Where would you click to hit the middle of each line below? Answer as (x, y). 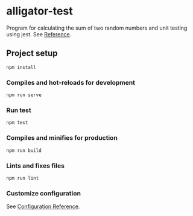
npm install (21, 67)
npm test (17, 123)
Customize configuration (44, 193)
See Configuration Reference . (43, 206)
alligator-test (40, 11)
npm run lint (23, 178)
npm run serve (24, 95)
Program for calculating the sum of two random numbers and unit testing (97, 28)
